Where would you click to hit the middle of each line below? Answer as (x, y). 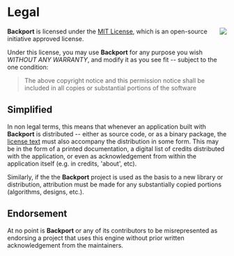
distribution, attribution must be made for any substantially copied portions (114, 184)
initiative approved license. (46, 38)
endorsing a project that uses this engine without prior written (96, 238)
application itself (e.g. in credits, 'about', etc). (72, 163)
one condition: (28, 67)
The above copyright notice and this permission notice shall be (115, 80)
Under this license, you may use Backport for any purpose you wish (105, 52)
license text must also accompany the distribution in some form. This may (113, 141)
